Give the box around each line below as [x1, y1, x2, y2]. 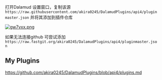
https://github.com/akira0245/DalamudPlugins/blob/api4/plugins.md [5, 69, 142, 75]
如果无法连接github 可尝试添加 [5, 34, 66, 40]
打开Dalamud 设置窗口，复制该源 [5, 4, 71, 10]
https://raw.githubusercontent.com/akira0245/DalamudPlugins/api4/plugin [5, 10, 158, 14]
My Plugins [5, 57, 40, 65]
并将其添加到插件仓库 [30, 14, 73, 20]
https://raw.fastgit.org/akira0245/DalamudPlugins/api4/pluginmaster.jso [5, 40, 158, 44]
